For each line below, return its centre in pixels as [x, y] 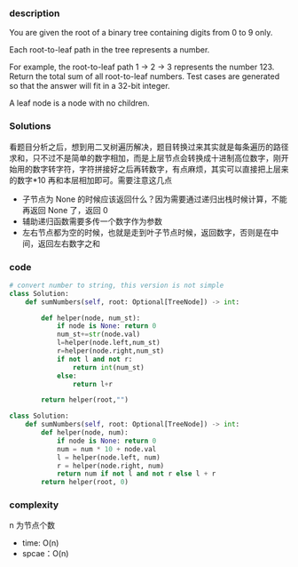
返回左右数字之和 [69, 244]
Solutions [30, 126]
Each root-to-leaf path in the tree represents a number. [110, 50]
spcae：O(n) [45, 554]
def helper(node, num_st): [91, 318]
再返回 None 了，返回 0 [65, 210]
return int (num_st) [108, 367]
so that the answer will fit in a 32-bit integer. [90, 86]
